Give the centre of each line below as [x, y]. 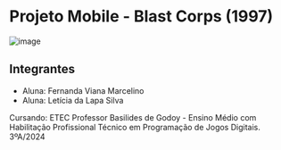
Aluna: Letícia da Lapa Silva [73, 100]
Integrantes [42, 69]
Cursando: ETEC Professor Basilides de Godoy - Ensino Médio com [133, 117]
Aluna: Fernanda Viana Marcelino [83, 90]
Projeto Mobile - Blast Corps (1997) [141, 17]
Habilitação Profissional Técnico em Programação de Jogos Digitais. [135, 127]
